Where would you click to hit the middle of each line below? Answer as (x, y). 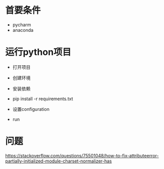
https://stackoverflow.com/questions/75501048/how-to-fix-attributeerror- (82, 155)
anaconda (23, 30)
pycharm (22, 25)
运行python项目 (38, 52)
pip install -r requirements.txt (43, 99)
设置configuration (31, 109)
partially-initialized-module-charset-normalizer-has (59, 161)
